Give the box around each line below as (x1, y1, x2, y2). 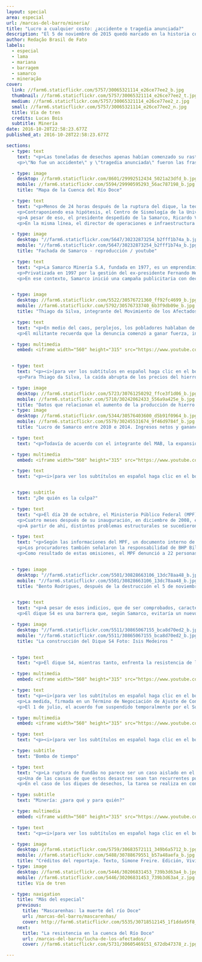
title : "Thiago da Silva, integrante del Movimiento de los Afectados (17, 308, 198, 314)
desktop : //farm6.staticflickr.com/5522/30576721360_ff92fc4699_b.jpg (17, 297, 198, 304)
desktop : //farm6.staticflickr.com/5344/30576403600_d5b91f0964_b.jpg (17, 413, 198, 419)
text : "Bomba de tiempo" (17, 753, 79, 759)
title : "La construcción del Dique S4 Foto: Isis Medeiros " (17, 638, 173, 644)
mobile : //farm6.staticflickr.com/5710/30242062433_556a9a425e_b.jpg (17, 396, 195, 402)
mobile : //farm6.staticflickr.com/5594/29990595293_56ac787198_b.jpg (17, 182, 195, 188)
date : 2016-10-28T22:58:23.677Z (6, 126, 87, 132)
